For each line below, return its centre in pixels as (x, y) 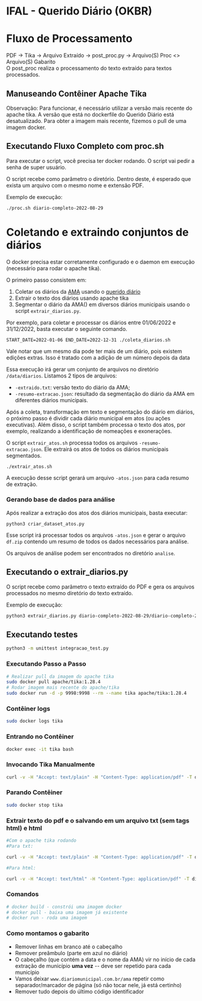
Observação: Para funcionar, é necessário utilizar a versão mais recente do (99, 108)
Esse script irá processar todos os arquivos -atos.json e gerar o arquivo (96, 535)
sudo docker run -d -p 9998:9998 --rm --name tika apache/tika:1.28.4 (96, 693)
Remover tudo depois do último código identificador (79, 991)
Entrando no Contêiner (40, 737)
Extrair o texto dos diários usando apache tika (72, 298)
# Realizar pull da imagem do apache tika (60, 677)
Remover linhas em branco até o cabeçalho (69, 946)
